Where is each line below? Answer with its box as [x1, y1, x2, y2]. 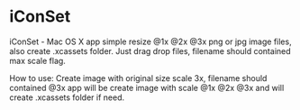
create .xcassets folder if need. [9, 92, 125, 103]
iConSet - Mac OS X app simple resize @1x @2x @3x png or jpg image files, [9, 36, 292, 47]
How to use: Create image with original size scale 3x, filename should [9, 72, 268, 83]
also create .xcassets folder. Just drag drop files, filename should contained [9, 45, 291, 56]
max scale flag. [9, 55, 66, 66]
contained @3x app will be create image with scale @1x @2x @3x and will [9, 82, 285, 93]
